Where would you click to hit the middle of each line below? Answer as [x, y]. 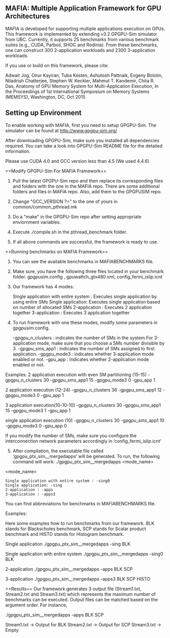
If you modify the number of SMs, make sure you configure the [71, 435]
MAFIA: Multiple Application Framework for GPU [83, 8]
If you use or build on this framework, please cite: [57, 65]
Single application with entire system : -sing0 [58, 481]
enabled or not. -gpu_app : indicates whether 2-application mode [81, 359]
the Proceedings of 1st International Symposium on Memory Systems [77, 92]
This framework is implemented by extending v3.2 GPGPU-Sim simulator [81, 34]
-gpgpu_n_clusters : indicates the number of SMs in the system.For [83, 338]
